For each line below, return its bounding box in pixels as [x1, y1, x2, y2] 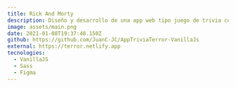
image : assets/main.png [7, 23, 77, 30]
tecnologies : [7, 50, 46, 57]
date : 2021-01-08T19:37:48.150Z [7, 29, 102, 37]
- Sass [13, 62, 33, 69]
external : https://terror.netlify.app [7, 43, 121, 50]
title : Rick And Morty [7, 10, 74, 18]
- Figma [13, 69, 37, 76]
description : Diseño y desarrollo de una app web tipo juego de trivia [7, 17, 221, 24]
